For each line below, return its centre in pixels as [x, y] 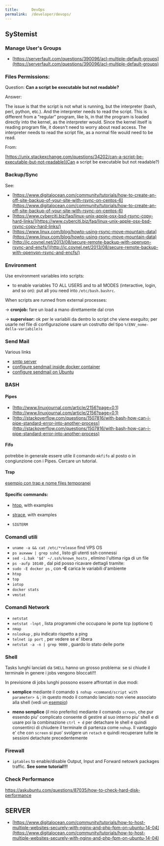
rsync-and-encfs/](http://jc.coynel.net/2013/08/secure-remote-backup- [85, 247]
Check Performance [30, 779]
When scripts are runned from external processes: [56, 300]
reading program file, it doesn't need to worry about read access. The [76, 127]
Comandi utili [21, 537]
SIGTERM [20, 525]
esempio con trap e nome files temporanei [48, 483]
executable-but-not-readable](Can [40, 162]
